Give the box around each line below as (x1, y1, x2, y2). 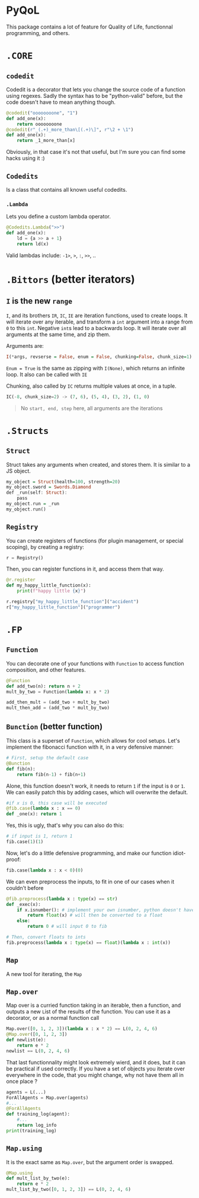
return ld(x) (17, 241, 49, 247)
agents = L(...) (6, 1089, 46, 1095)
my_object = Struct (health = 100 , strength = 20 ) (6, 478, 120, 484)
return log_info (17, 1123, 57, 1129)
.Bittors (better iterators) (6, 272, 135, 286)
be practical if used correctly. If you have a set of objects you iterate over (6, 1065, 185, 1072)
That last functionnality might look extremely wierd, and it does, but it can (6, 1058, 186, 1066)
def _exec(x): (6, 901, 41, 907)
